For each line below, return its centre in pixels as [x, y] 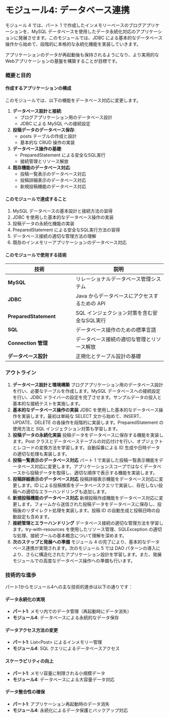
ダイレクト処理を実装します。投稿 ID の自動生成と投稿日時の [93, 510]
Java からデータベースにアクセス [114, 296]
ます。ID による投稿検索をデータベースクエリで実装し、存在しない [90, 485]
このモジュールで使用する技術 [36, 255]
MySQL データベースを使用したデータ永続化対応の [84, 31]
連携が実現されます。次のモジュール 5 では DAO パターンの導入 [91, 548]
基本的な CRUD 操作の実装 [48, 143]
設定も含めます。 [34, 516]
